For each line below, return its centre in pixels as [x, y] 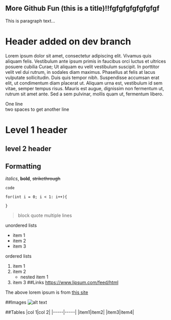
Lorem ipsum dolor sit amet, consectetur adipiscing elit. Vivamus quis [78, 55]
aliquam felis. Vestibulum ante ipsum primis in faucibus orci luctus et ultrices [86, 61]
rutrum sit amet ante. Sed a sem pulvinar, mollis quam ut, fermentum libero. [84, 94]
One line [14, 104]
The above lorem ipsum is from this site [47, 292]
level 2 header [28, 149]
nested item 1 [34, 277]
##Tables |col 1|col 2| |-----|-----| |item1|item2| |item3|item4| [70, 312]
